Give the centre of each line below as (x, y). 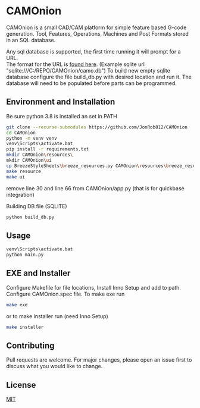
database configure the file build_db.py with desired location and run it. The (99, 77)
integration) (20, 194)
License (21, 385)
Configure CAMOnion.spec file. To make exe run (65, 294)
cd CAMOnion (21, 133)
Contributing (30, 345)
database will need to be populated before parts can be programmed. (92, 83)
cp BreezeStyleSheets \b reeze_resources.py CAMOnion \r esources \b (87, 166)
